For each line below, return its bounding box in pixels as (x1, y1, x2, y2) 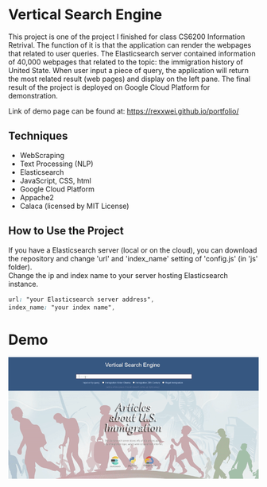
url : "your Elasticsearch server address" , (8, 296, 155, 303)
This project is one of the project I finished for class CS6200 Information (8, 32, 246, 41)
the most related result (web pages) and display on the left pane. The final (8, 74, 251, 83)
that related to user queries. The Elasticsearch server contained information (8, 48, 256, 58)
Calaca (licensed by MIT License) (19, 201, 130, 211)
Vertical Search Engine (8, 6, 163, 24)
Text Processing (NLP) (19, 159, 94, 168)
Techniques (8, 129, 68, 143)
